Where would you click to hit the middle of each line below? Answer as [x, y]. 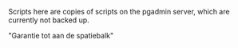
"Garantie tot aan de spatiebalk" [61, 36]
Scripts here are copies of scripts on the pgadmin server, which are [119, 12]
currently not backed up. [49, 20]
